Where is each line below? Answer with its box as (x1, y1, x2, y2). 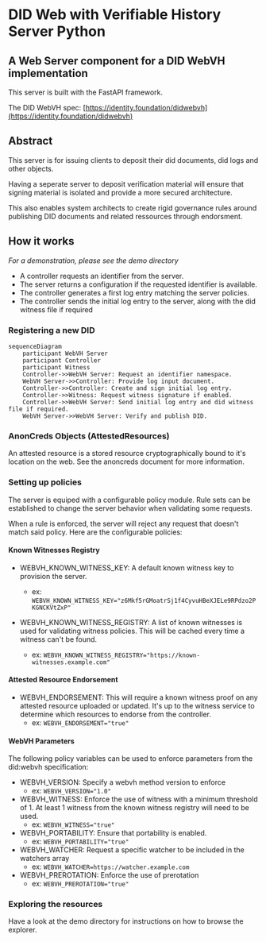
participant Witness (22, 363, 91, 371)
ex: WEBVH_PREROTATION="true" (31, 879, 129, 889)
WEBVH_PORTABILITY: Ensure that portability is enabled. (19, 828, 207, 838)
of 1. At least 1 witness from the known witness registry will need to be (19, 803, 250, 813)
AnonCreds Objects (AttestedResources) (8, 430, 170, 442)
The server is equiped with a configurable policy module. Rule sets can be (8, 495, 251, 504)
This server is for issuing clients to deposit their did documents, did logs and (8, 155, 259, 164)
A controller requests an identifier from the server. (19, 271, 184, 280)
